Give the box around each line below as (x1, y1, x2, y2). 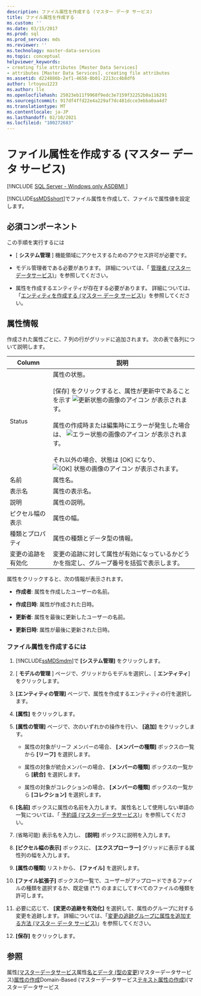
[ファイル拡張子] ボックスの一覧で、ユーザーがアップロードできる (15, 877, 178, 884)
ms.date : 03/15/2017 (7, 25, 58, 32)
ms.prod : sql (7, 31, 39, 37)
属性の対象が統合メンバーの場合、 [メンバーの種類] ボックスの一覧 (24, 763, 188, 770)
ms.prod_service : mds (7, 36, 61, 42)
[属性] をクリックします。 (15, 710, 78, 717)
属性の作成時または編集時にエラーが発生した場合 (52, 421, 190, 430)
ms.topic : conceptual (7, 53, 61, 59)
